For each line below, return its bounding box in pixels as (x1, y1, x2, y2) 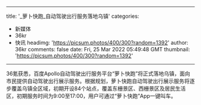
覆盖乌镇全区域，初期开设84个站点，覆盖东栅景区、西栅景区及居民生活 (11, 85, 186, 92)
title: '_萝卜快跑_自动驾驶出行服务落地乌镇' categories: (6, 13, 139, 20)
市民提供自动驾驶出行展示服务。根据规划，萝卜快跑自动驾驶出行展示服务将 (6, 78, 190, 84)
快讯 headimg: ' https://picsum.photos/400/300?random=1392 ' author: (14, 39, 188, 46)
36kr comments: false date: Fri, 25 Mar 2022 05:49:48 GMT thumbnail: (14, 46, 190, 52)
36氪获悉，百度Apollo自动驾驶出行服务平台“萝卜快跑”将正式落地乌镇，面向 (6, 70, 190, 77)
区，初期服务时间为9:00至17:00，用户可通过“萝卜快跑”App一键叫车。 (6, 92, 176, 99)
